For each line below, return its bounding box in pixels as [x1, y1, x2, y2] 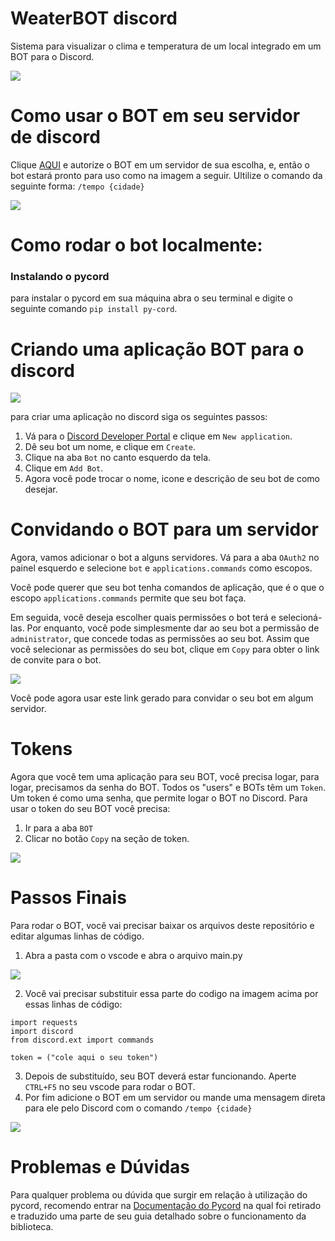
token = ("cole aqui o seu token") [10, 1053, 159, 1063]
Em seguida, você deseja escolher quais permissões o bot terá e [10, 612, 277, 624]
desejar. [24, 483, 58, 496]
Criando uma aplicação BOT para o [10, 338, 305, 361]
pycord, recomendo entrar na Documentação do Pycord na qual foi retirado [10, 1200, 322, 1212]
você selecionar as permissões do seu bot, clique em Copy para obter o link [10, 643, 320, 656]
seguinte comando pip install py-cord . [10, 303, 178, 315]
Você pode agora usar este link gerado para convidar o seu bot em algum [10, 692, 314, 704]
